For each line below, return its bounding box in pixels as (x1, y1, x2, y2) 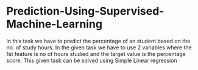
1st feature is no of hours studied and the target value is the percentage (6, 50, 186, 57)
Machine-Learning (6, 17, 102, 31)
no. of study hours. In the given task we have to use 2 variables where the (6, 44, 192, 51)
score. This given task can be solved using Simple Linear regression (6, 57, 178, 64)
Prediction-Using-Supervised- (6, 4, 164, 18)
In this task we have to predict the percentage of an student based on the (6, 37, 191, 44)
